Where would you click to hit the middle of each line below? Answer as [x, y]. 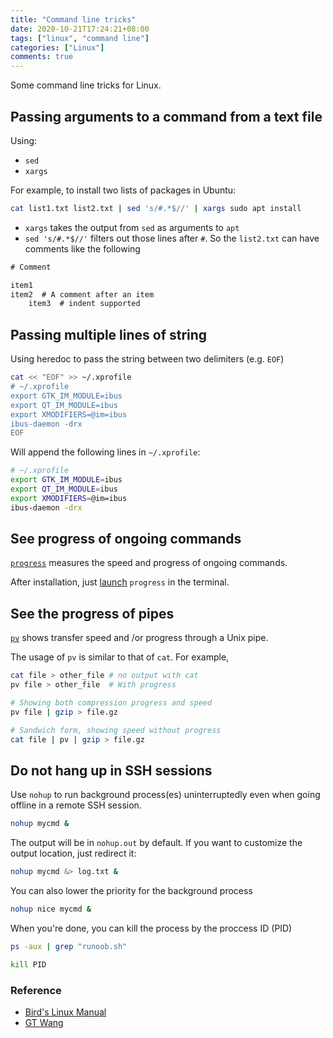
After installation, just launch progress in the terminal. [120, 582]
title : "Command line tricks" [73, 19]
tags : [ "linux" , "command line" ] [80, 38]
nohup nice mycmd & [51, 909]
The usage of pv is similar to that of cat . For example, [120, 657]
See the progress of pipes [92, 613]
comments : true [42, 57]
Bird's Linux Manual [65, 1012]
